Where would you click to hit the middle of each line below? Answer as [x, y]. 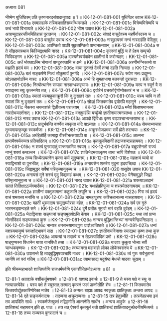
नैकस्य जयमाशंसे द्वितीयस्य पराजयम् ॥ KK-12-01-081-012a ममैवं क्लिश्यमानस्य [89, 107]
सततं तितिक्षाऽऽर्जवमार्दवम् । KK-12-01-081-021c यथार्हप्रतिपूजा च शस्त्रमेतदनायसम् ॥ [75, 186]
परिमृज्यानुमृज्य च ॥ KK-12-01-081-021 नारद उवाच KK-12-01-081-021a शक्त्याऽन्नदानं [79, 180]
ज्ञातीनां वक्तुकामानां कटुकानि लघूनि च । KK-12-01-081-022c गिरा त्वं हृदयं [95, 191]
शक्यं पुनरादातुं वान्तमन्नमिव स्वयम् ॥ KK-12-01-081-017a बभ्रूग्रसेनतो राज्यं [96, 146]
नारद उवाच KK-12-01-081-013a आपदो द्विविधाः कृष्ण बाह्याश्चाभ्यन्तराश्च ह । [85, 118]
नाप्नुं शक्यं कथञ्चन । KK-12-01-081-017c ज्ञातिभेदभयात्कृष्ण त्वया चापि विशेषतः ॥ [73, 152]
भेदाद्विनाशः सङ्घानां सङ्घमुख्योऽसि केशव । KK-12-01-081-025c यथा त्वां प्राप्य [91, 214]
